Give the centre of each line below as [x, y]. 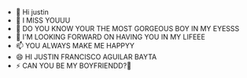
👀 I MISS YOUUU [43, 20]
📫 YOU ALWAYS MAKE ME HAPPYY [75, 46]
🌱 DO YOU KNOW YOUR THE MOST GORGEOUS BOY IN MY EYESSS [127, 28]
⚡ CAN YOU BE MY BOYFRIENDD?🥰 [74, 66]
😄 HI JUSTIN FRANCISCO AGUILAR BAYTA [86, 57]
